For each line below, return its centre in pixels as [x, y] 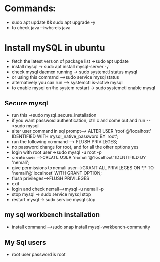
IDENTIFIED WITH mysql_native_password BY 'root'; [65, 136]
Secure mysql [26, 103]
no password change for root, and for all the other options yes [75, 147]
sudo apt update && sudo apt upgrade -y [53, 22]
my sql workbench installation [52, 215]
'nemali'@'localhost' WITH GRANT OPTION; [57, 173]
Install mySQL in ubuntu [55, 48]
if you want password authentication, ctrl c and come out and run [79, 120]
